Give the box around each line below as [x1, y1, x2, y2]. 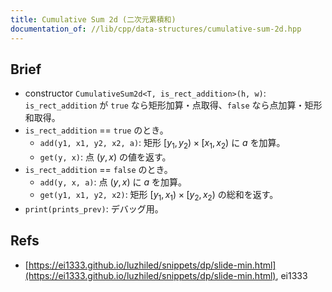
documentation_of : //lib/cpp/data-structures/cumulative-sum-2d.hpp [10, 24, 302, 34]
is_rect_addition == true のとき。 [24, 124, 169, 136]
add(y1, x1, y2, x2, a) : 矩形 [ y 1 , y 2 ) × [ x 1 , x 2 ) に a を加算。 [39, 137, 286, 151]
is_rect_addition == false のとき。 [24, 164, 173, 176]
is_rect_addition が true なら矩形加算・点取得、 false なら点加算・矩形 [24, 99, 323, 111]
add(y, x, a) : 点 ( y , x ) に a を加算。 [39, 176, 187, 188]
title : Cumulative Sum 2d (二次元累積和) [10, 14, 177, 25]
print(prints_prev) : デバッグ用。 [24, 202, 164, 215]
